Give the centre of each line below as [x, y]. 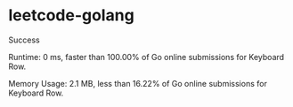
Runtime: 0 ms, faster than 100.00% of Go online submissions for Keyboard [146, 57]
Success [24, 40]
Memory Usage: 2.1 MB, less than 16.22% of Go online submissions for [138, 83]
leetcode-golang [71, 15]
